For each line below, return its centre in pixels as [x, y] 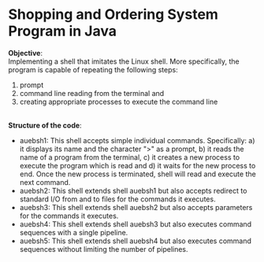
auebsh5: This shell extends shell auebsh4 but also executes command [136, 241]
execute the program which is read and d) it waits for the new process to [138, 165]
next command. [45, 182]
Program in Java [62, 31]
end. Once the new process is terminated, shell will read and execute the [138, 174]
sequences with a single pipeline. [74, 232]
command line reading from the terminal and [92, 93]
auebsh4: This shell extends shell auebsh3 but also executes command [136, 224]
